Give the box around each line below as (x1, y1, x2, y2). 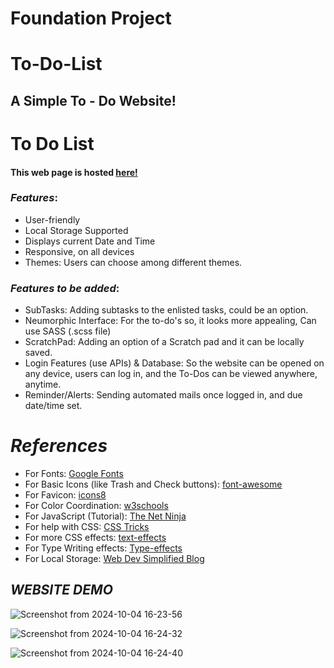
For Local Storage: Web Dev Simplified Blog (24, 553, 205, 565)
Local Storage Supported (24, 224, 129, 236)
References (10, 435, 108, 457)
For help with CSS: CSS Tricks (24, 521, 150, 533)
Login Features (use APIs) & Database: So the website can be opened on (24, 357, 325, 369)
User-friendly (24, 213, 81, 226)
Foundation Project (10, 7, 172, 30)
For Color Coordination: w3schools (24, 500, 169, 512)
